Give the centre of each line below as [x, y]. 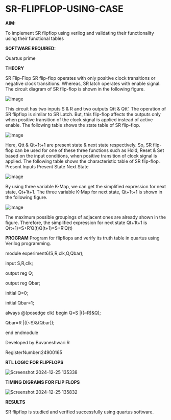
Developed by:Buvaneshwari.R [38, 342]
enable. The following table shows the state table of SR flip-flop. [73, 125]
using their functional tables [35, 38]
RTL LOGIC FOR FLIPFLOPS [34, 362]
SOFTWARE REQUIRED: [31, 48]
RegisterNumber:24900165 [34, 352]
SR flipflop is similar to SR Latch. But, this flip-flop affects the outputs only [83, 114]
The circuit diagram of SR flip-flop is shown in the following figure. [75, 89]
